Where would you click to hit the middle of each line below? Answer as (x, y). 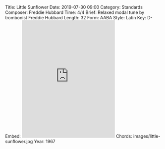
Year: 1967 (45, 141)
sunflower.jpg (19, 141)
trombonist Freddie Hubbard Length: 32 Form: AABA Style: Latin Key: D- (79, 18)
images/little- (147, 136)
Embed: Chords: (69, 136)
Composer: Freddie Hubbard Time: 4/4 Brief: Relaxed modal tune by (75, 12)
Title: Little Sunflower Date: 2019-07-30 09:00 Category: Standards (74, 7)
